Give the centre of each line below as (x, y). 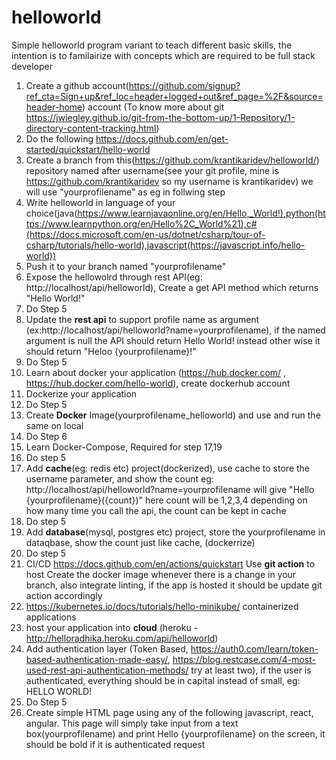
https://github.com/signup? (184, 85)
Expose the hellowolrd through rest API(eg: (114, 277)
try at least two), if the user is (251, 670)
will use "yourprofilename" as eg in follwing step (125, 192)
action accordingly (64, 595)
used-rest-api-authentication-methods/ (107, 670)
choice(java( (51, 213)
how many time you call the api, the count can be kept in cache (156, 510)
